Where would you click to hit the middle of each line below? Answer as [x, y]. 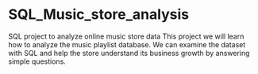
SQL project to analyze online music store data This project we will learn [126, 36]
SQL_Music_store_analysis [98, 15]
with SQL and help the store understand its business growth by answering [129, 53]
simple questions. [37, 61]
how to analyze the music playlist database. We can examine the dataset [127, 44]
